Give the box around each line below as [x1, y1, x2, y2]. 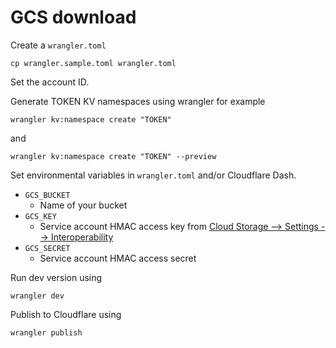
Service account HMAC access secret [39, 252, 197, 264]
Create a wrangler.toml [10, 39, 107, 51]
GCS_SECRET [24, 243, 71, 253]
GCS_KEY [24, 211, 57, 221]
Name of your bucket [39, 199, 128, 211]
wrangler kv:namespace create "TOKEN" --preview [10, 151, 217, 161]
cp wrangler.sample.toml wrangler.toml [10, 58, 177, 68]
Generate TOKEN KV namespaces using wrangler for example [10, 95, 266, 107]
